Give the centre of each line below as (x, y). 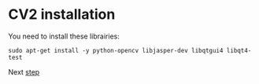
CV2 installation (62, 15)
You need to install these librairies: (64, 36)
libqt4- (239, 50)
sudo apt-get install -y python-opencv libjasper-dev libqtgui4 (116, 50)
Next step (24, 71)
